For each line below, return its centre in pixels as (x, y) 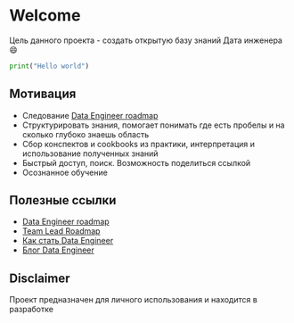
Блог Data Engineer (58, 250)
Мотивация (43, 94)
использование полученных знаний (90, 153)
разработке (31, 310)
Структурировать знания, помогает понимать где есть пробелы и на (153, 125)
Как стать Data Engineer (68, 241)
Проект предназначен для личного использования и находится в (134, 300)
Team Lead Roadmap (61, 231)
